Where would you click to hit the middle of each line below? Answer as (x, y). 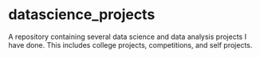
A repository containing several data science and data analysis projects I (128, 37)
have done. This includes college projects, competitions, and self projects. (130, 44)
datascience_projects (82, 15)
